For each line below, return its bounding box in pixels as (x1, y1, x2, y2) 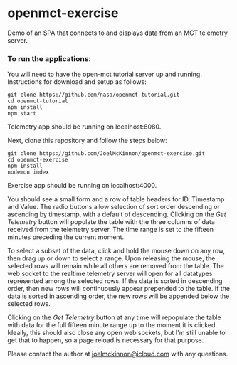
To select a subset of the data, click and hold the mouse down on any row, (7, 247, 226, 255)
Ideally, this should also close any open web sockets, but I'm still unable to (7, 329, 226, 337)
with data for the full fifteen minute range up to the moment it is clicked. (7, 321, 218, 329)
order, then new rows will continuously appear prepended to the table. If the (7, 285, 231, 293)
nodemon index (7, 169, 50, 176)
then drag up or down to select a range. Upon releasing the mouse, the (7, 254, 216, 263)
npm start (7, 110, 37, 117)
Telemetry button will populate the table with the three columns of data (7, 218, 216, 226)
